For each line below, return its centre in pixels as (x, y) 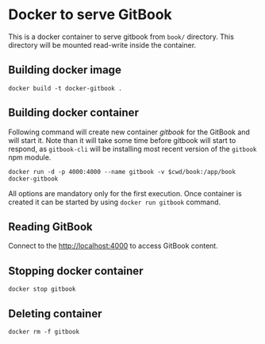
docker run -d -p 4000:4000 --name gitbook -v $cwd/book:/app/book (122, 172)
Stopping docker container (76, 271)
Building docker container (73, 113)
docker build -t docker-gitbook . (65, 88)
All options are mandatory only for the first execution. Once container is (125, 193)
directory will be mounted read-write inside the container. (102, 44)
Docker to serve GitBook (90, 15)
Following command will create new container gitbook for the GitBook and (129, 132)
